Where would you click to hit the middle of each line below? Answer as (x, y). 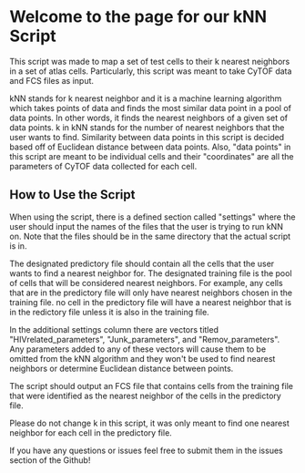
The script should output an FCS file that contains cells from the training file (152, 386)
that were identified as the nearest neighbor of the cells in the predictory (146, 396)
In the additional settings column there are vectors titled (114, 329)
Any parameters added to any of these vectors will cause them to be (138, 349)
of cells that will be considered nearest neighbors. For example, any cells (147, 283)
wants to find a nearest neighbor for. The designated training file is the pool (151, 273)
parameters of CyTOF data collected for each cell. (103, 166)
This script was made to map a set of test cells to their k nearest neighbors (150, 61)
